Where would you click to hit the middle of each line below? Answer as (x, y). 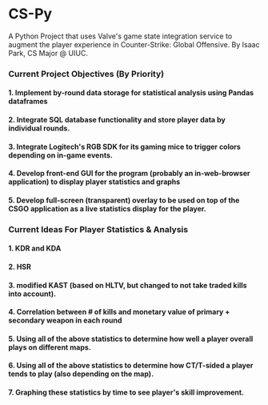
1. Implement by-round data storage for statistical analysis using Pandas (131, 93)
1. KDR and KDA (35, 248)
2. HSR (20, 267)
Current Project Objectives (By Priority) (86, 74)
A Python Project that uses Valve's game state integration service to (120, 36)
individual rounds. (39, 128)
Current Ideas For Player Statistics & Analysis (98, 229)
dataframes (28, 102)
